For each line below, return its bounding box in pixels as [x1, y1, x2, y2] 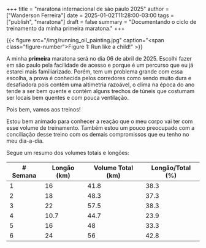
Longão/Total [151, 163, 191, 172]
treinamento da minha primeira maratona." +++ [6, 24, 125, 32]
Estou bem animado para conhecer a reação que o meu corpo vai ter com [6, 118, 193, 125]
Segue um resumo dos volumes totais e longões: [6, 149, 130, 156]
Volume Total [94, 163, 134, 172]
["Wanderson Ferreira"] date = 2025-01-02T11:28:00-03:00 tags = [6, 12, 175, 19]
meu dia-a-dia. [6, 137, 44, 145]
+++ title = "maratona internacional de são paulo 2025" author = [6, 6, 170, 12]
